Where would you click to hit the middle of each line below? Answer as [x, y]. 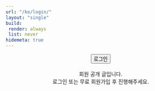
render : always [27, 29]
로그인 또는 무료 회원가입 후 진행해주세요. [101, 82]
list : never [23, 35]
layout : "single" [27, 18]
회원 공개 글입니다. [101, 74]
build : [14, 23]
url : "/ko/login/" [29, 12]
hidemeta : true [25, 40]
